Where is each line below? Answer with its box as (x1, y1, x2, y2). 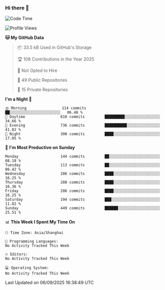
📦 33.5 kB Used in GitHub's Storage (17, 44, 92, 51)
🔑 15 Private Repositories (17, 87, 68, 93)
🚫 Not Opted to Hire (17, 67, 58, 73)
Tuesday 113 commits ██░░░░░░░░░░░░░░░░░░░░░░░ (5, 162, 161, 168)
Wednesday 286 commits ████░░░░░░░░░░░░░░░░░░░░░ (5, 171, 161, 176)
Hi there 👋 (5, 4, 30, 11)
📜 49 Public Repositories (17, 77, 68, 83)
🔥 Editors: (5, 252, 28, 257)
